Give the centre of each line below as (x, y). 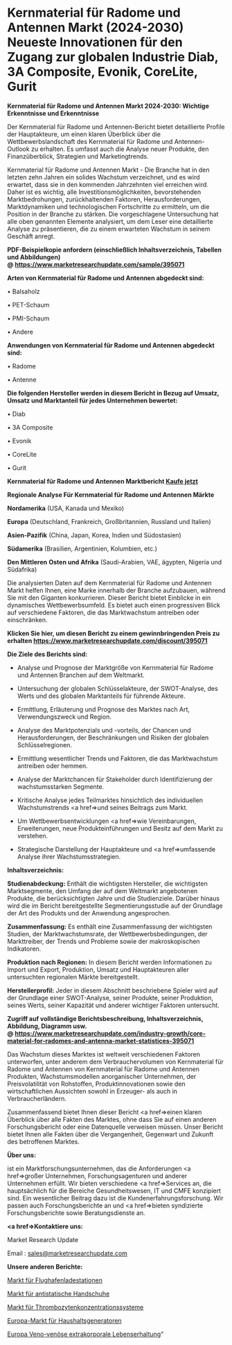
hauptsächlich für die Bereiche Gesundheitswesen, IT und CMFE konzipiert (114, 1191)
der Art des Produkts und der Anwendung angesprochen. (89, 913)
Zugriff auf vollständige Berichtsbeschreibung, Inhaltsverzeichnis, (105, 1018)
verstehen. (33, 835)
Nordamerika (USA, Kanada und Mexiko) (66, 508)
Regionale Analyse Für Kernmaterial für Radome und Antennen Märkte (111, 494)
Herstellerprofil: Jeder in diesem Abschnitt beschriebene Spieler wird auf (113, 990)
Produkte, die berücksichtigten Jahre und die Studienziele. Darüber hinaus (114, 898)
